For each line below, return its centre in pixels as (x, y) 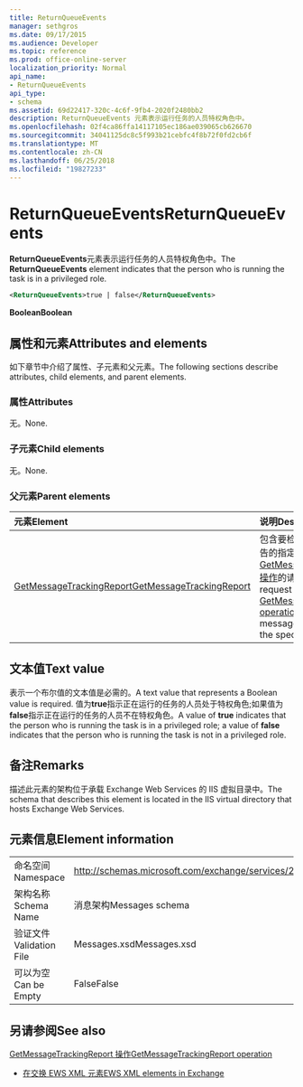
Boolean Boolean (41, 313)
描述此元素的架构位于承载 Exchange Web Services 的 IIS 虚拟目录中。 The (146, 789)
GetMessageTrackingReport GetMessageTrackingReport (132, 586)
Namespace (40, 877)
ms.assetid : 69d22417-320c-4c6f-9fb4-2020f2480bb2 (106, 110)
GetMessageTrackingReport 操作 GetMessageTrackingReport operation (141, 1054)
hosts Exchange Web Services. (67, 809)
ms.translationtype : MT (54, 144)
